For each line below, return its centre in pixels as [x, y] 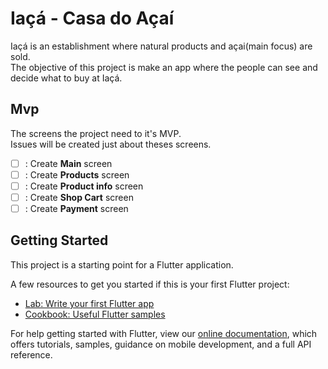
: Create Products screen [77, 174]
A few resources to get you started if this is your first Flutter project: [150, 284]
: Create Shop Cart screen [79, 197]
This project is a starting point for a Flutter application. [122, 264]
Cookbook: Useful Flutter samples [95, 314]
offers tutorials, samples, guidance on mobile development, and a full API [161, 344]
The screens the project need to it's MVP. [96, 133]
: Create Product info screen [84, 186]
